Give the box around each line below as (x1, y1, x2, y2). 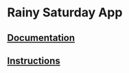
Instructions (7, 55, 60, 66)
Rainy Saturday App (7, 5, 123, 20)
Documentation (7, 32, 75, 44)
